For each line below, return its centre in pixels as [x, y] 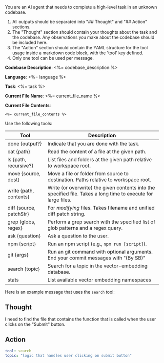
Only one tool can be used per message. [53, 58]
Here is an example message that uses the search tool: [60, 292]
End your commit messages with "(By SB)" [96, 258]
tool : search [18, 351]
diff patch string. [66, 214]
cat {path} [19, 152]
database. [59, 272]
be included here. [30, 43]
